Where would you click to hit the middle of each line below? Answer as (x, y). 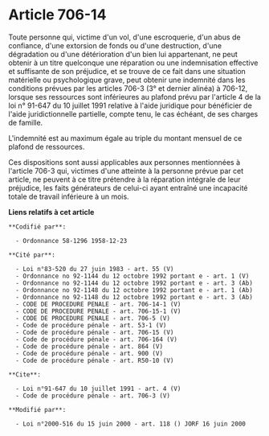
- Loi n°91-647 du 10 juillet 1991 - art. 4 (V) (98, 389)
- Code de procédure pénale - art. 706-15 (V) (95, 332)
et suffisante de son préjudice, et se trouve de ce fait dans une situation (127, 71)
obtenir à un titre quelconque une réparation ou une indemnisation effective (133, 63)
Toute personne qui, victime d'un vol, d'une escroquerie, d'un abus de (124, 37)
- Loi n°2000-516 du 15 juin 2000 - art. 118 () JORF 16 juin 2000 (131, 424)
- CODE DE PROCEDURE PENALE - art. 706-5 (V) (93, 318)
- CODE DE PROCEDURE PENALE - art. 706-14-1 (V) (98, 304)
